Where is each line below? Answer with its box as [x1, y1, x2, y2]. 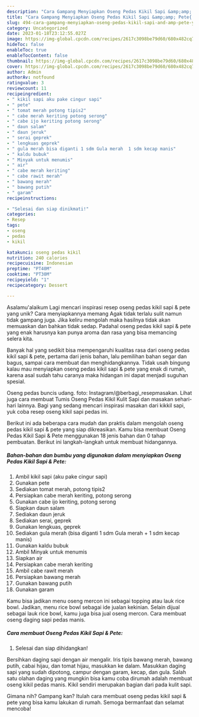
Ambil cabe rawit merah [15, 567, 74, 574]
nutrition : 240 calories [6, 255, 68, 261]
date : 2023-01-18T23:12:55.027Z [6, 31, 86, 37]
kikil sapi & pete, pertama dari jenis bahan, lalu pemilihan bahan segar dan [6, 352, 187, 360]
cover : [6, 63, 23, 70]
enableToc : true [6, 47, 47, 53]
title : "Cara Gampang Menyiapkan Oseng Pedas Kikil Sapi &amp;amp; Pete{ [6, 14, 193, 20]
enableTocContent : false [6, 53, 68, 58]
